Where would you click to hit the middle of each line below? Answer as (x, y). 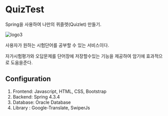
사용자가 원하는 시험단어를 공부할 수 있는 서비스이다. (57, 45)
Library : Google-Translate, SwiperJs (51, 108)
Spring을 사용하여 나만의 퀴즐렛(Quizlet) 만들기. (53, 24)
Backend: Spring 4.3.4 (36, 96)
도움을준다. (22, 62)
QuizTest (25, 9)
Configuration (28, 79)
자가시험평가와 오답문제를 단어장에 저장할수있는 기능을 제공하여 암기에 (75, 56)
